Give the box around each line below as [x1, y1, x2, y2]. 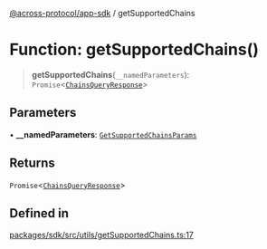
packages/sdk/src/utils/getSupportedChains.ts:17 [9, 230, 195, 241]
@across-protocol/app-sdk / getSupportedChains [9, 8, 195, 18]
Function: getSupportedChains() [9, 40, 260, 60]
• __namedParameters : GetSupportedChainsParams [9, 129, 197, 139]
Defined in [9, 206, 70, 221]
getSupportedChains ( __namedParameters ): [31, 69, 190, 80]
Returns [9, 156, 56, 171]
